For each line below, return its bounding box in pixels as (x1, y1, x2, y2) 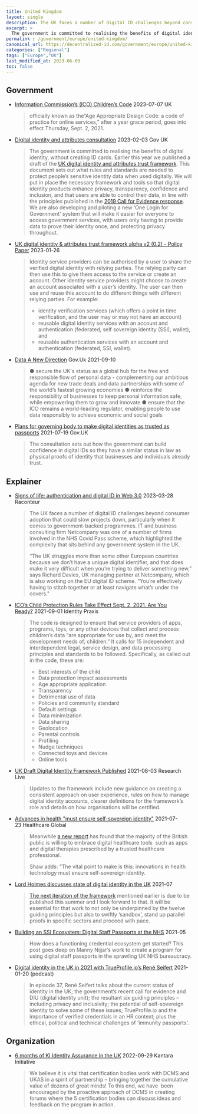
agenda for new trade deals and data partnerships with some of (29, 380, 184, 387)
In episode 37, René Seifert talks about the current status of (29, 982, 174, 988)
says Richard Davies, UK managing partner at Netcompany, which (29, 571, 190, 578)
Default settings (38, 706, 77, 713)
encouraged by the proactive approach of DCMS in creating (29, 1088, 175, 1095)
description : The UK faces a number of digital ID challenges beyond (6, 19, 181, 25)
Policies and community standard (38, 700, 120, 706)
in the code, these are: (29, 657, 84, 664)
